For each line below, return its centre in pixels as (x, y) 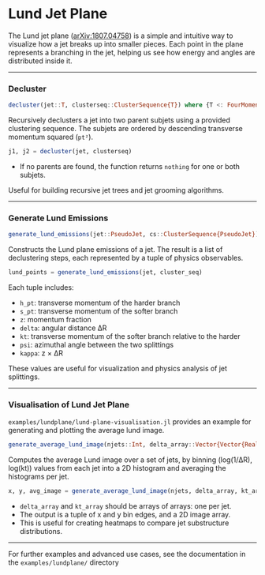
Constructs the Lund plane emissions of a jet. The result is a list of (116, 250)
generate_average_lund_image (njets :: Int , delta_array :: (102, 445)
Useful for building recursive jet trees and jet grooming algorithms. (116, 190)
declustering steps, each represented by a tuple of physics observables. (126, 258)
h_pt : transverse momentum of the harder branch (100, 303)
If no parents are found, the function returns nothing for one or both (130, 166)
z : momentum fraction (56, 320)
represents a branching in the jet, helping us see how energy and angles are (132, 52)
